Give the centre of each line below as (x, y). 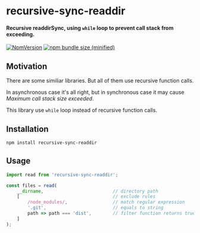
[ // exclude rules (86, 197)
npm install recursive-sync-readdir (51, 143)
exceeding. (20, 34)
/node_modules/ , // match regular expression (106, 202)
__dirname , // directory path (88, 191)
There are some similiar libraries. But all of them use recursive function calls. (100, 81)
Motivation (27, 66)
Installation (27, 129)
